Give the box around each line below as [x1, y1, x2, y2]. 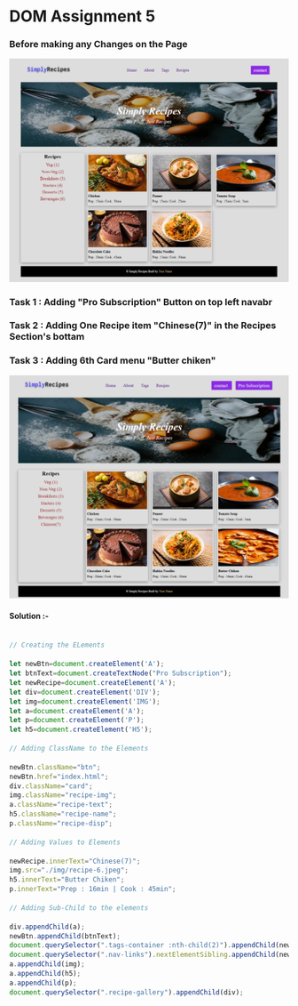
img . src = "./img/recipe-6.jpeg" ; [9, 865, 129, 875]
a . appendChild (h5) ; [9, 970, 82, 978]
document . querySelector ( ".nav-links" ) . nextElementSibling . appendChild [9, 950, 276, 960]
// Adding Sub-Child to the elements [9, 903, 149, 913]
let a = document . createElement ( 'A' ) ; [9, 706, 145, 715]
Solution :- [9, 610, 50, 621]
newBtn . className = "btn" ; [9, 762, 101, 771]
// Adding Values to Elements [9, 838, 122, 847]
